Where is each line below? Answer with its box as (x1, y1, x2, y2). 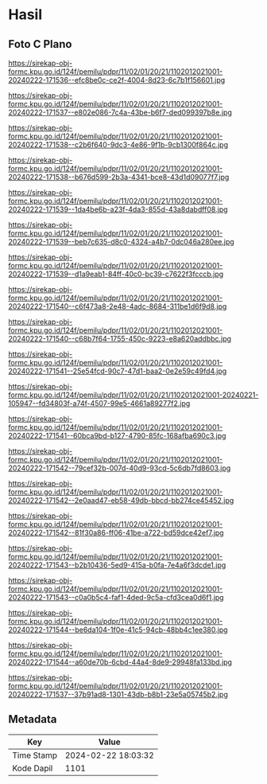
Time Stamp (12, 750, 58, 761)
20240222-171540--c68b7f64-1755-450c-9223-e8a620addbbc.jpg (8, 334, 232, 343)
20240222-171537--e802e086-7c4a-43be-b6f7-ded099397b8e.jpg (8, 107, 233, 117)
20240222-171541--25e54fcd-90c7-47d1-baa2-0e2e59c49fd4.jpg (8, 366, 227, 376)
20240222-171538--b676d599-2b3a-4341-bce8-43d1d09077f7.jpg (8, 173, 230, 181)
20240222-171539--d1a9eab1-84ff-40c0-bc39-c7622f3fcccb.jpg (8, 269, 224, 279)
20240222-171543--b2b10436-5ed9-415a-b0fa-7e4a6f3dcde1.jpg (8, 560, 226, 570)
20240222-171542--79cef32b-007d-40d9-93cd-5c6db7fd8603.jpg (8, 463, 231, 473)
